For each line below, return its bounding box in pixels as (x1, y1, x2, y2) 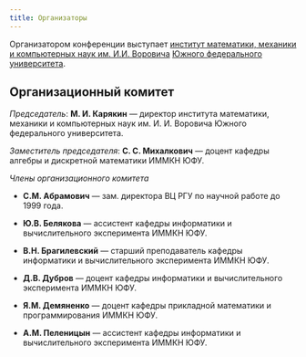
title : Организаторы (9, 13, 88, 23)
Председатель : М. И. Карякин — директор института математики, (9, 109, 270, 120)
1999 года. (22, 200, 64, 211)
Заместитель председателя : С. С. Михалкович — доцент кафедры (9, 145, 270, 156)
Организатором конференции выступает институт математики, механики (9, 38, 297, 49)
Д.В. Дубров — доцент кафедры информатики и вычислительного (22, 273, 283, 284)
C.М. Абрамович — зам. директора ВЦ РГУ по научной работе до (22, 191, 280, 202)
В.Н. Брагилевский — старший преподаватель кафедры (22, 246, 243, 257)
